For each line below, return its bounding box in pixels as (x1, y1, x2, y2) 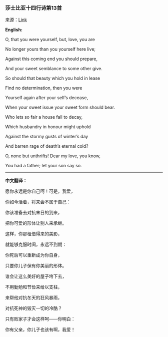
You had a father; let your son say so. (5, 163, 82, 169)
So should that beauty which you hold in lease (5, 75, 100, 81)
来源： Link (5, 17, 27, 23)
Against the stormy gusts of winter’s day (5, 134, 88, 140)
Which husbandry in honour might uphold (5, 124, 91, 130)
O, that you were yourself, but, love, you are (5, 37, 95, 43)
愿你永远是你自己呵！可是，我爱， (5, 188, 75, 194)
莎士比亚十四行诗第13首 (5, 4, 62, 11)
